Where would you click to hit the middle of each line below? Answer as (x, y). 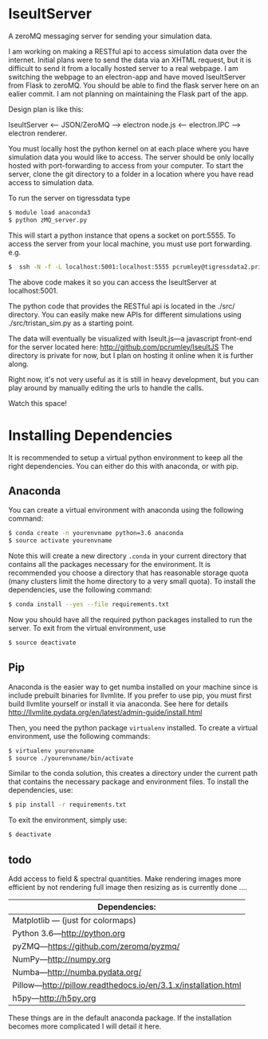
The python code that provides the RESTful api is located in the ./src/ (122, 306)
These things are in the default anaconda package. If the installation (120, 1017)
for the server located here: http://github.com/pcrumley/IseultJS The (121, 347)
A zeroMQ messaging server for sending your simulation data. (110, 36)
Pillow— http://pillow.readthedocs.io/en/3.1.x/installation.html (127, 985)
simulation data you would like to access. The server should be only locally (131, 157)
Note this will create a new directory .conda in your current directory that (128, 556)
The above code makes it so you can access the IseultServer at (112, 282)
